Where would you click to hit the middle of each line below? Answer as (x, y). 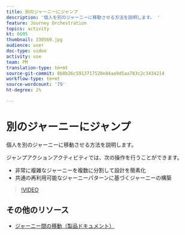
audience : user (25, 46)
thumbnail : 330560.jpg (34, 40)
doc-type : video (26, 51)
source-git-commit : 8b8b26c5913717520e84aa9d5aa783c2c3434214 (85, 73)
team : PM (17, 62)
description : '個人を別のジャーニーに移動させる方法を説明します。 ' (83, 17)
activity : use (24, 56)
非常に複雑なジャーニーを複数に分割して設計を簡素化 (80, 170)
